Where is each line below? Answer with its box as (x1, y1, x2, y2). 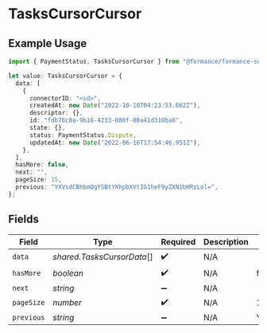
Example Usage (8, 37, 87, 50)
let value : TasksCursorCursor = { (8, 72, 123, 80)
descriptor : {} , (29, 109, 83, 117)
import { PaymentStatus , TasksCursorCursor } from (8, 57, 180, 65)
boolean (52, 268, 83, 279)
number (52, 297, 82, 308)
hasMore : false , (15, 161, 69, 169)
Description (203, 236, 249, 247)
